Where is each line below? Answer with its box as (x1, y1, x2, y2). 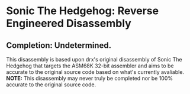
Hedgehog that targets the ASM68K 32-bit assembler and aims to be (6, 62, 174, 69)
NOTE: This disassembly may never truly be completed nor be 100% (6, 75, 173, 82)
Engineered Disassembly (6, 17, 131, 30)
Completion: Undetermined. (6, 40, 111, 50)
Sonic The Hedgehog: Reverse (6, 4, 159, 18)
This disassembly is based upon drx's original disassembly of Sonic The (6, 56, 182, 63)
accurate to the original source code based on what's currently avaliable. (6, 69, 185, 75)
